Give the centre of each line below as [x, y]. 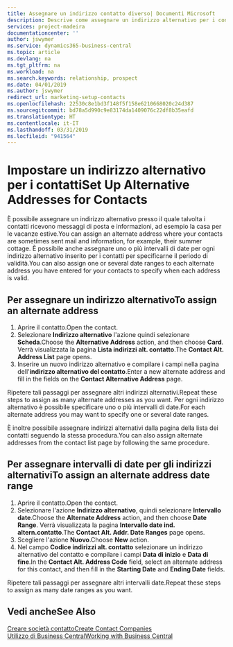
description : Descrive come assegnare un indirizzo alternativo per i [111, 20]
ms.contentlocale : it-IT [43, 123]
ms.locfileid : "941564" [42, 136]
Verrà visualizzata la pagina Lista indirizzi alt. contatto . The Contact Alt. [120, 350]
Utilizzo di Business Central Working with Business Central [90, 636]
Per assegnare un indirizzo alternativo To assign [112, 300]
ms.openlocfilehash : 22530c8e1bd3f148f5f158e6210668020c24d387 [101, 104]
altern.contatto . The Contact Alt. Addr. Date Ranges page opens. [111, 532]
